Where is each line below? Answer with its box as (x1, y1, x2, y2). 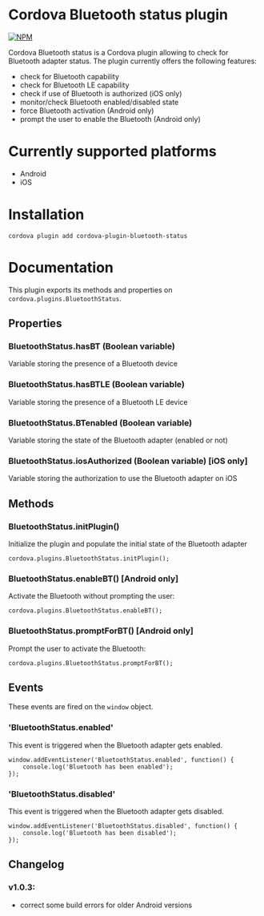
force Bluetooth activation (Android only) (19, 106, 154, 115)
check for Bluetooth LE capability (19, 80, 130, 90)
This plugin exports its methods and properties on (8, 284, 173, 294)
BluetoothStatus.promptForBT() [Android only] (8, 625, 194, 636)
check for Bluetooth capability (19, 71, 120, 81)
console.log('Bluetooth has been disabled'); (22, 829, 178, 837)
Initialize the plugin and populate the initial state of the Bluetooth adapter (8, 539, 248, 549)
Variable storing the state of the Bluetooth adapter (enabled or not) (8, 435, 228, 446)
